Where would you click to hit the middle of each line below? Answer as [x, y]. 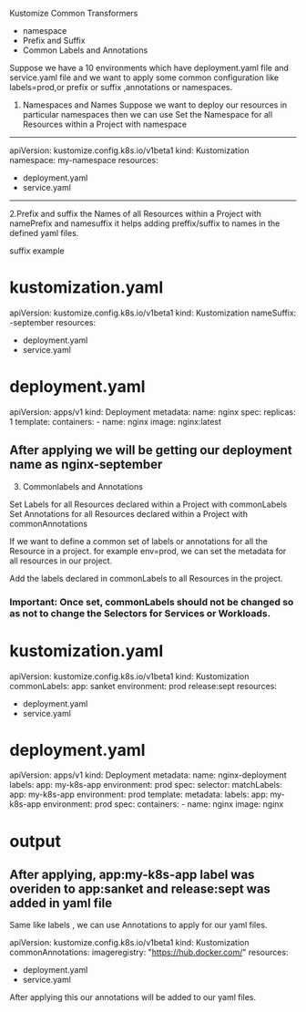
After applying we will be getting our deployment [151, 450]
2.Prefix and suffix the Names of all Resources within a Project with [135, 214]
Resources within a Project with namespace [105, 124]
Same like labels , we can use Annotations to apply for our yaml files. [138, 925]
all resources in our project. [61, 561]
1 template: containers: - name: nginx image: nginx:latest [115, 421]
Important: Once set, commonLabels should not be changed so [152, 602]
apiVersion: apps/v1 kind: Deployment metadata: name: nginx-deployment [148, 775]
